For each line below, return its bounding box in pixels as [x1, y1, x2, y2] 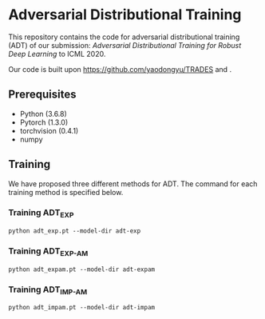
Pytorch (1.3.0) [19, 118, 69, 127]
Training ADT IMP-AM [8, 284, 88, 297]
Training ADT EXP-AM [8, 245, 89, 258]
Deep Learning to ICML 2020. [8, 49, 106, 58]
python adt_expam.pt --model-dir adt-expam [8, 265, 156, 273]
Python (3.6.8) [19, 109, 68, 118]
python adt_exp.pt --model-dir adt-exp [8, 227, 141, 235]
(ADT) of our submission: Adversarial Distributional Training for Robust [8, 40, 242, 50]
